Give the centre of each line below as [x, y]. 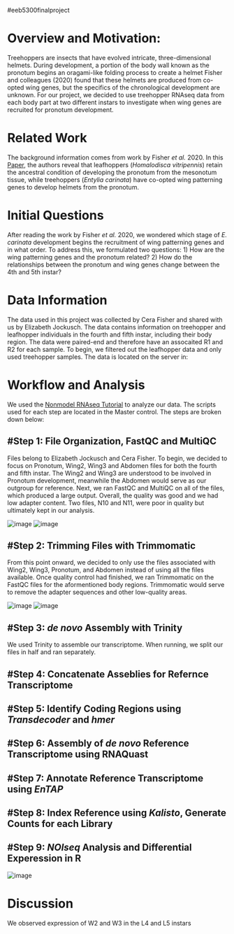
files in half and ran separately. [52, 652]
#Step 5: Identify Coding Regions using [94, 708]
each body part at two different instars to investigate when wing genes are [115, 102]
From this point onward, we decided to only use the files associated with [111, 562]
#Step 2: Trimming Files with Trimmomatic [102, 545]
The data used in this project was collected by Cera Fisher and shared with [115, 319]
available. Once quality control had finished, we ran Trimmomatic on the [111, 577]
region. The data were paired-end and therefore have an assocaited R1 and [115, 341]
